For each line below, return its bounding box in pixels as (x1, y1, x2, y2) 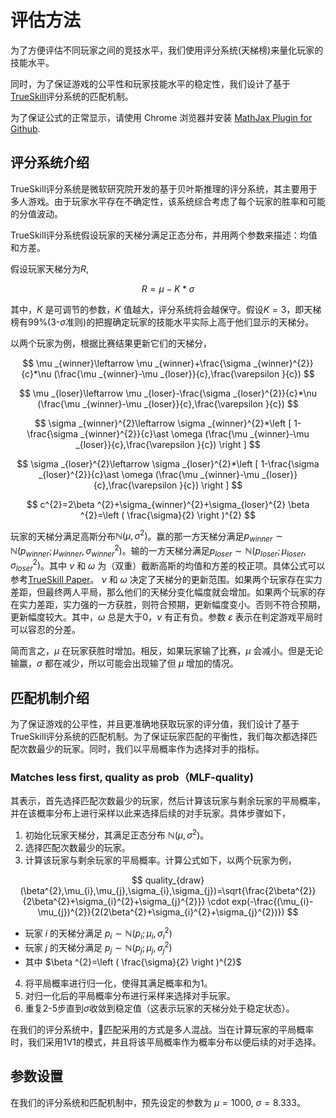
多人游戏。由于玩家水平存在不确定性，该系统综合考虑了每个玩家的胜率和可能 (10, 195, 326, 207)
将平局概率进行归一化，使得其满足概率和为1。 (24, 977, 213, 989)
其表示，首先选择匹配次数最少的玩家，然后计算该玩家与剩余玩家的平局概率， (10, 795, 326, 807)
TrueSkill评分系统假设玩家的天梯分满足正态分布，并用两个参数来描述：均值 (10, 229, 318, 241)
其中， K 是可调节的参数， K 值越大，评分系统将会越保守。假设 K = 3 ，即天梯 (10, 303, 322, 315)
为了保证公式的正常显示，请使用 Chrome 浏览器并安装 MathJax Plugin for (10, 111, 313, 123)
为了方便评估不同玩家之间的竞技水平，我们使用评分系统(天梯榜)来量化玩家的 (10, 44, 324, 56)
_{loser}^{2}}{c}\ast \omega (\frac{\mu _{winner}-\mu (38, 468, 260, 480)
